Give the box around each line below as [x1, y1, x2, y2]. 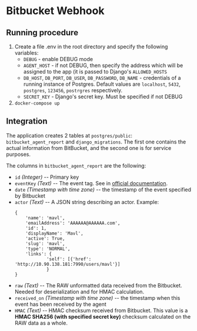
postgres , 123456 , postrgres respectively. [23, 87, 122, 93]
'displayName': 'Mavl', [25, 230, 84, 236]
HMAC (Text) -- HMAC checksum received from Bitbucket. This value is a [14, 307, 188, 314]
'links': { [25, 251, 52, 257]
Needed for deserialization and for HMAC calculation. [14, 288, 145, 295]
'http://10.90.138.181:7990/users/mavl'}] [14, 261, 121, 267]
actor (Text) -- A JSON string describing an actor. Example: [14, 198, 159, 205]
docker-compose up [14, 101, 60, 106]
